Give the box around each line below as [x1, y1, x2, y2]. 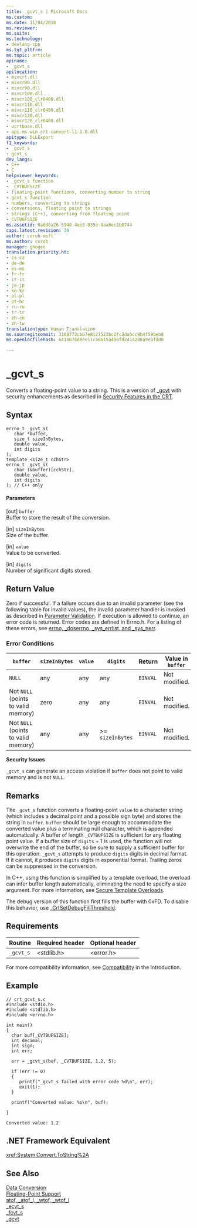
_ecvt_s [6, 1203, 25, 1210]
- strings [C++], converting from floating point [6, 211, 130, 217]
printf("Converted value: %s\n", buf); [11, 1099, 109, 1105]
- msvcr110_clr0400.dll [6, 107, 64, 113]
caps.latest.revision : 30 [6, 227, 69, 233]
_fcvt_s [6, 1209, 23, 1216]
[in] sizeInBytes [6, 525, 45, 533]
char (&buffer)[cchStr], [13, 467, 75, 472]
